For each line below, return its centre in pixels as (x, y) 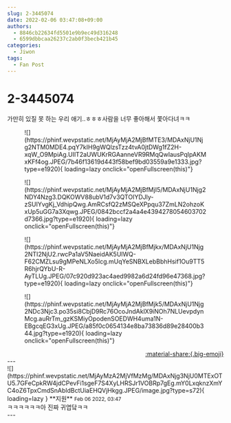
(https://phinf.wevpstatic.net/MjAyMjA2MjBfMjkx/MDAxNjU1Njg (114, 247)
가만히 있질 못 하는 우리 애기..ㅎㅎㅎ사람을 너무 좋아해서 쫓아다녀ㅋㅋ (99, 118)
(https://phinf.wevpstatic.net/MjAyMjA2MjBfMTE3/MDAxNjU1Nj (114, 140)
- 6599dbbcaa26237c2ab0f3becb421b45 (66, 39)
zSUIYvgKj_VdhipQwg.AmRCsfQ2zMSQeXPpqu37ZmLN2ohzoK (114, 204)
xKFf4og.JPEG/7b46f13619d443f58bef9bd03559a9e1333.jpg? (113, 162)
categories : (24, 45)
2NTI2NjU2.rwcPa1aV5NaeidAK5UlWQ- (80, 254)
